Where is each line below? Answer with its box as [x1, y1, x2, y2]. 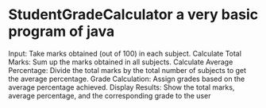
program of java [8, 22, 115, 40]
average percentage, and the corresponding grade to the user [8, 91, 211, 100]
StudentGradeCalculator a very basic [8, 6, 259, 24]
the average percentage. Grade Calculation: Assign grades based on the [8, 74, 245, 83]
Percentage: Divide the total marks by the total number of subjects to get [8, 65, 247, 75]
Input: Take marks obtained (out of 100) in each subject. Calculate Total [8, 48, 242, 58]
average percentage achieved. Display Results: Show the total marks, [8, 82, 235, 92]
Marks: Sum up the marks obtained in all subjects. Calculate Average [8, 57, 233, 67]
